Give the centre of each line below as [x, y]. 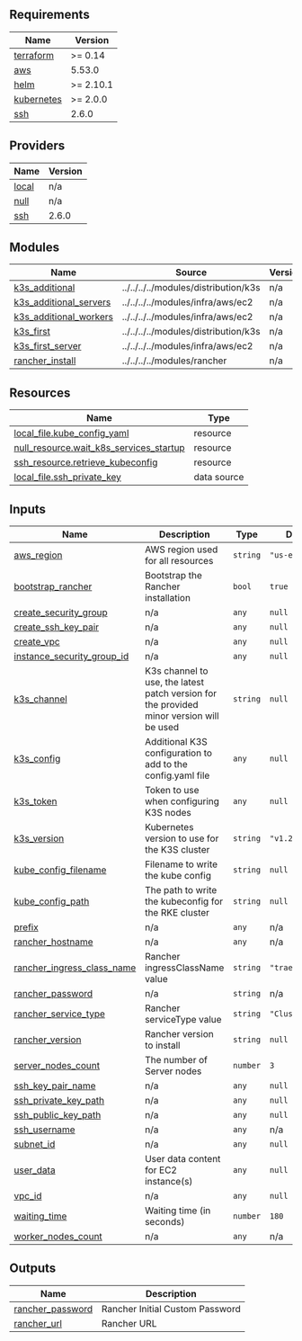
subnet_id [35, 1144]
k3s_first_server [48, 346]
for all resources [179, 561]
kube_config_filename [60, 870]
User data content [183, 1159]
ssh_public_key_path [58, 1115]
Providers [37, 146]
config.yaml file [178, 775]
